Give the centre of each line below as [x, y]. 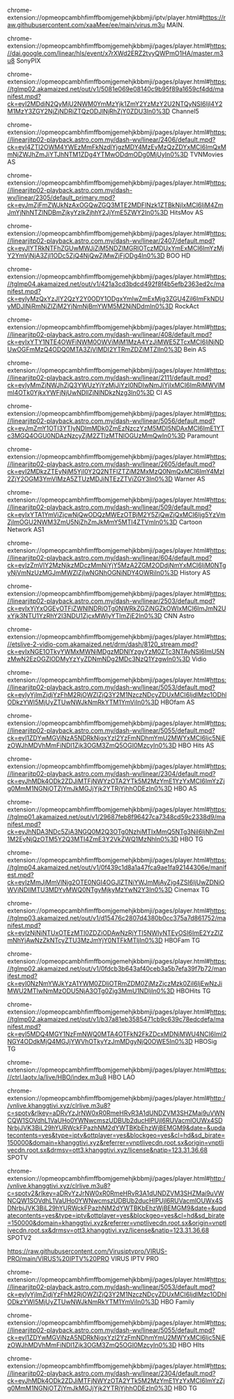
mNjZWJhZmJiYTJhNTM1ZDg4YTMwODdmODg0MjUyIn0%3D [98, 154]
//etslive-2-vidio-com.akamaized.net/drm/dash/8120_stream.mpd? [103, 644]
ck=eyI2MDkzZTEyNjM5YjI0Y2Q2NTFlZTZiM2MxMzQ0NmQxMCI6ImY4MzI [116, 471]
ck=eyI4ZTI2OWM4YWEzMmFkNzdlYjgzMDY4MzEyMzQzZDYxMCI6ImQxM [117, 147]
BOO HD [178, 255]
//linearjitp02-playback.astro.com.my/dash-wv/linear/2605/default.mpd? [111, 464]
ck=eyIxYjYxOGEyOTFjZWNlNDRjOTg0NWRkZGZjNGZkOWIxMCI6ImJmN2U [117, 608]
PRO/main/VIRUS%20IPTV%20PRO [58, 1258]
